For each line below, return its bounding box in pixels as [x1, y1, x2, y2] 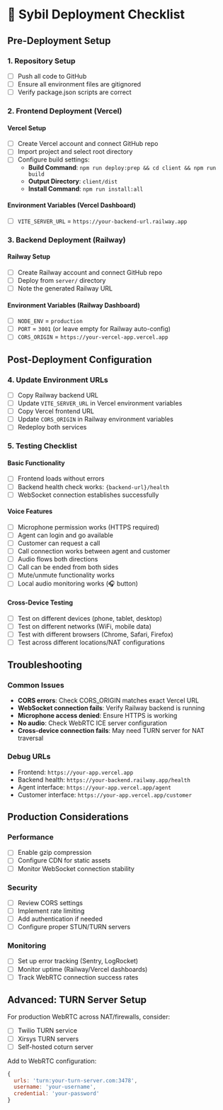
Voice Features [7, 507, 53, 516]
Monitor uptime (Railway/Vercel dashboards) [17, 965, 148, 973]
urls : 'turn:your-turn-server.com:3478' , [13, 1077, 138, 1084]
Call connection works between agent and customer [17, 547, 171, 556]
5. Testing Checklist [7, 441, 78, 451]
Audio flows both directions [17, 555, 98, 564]
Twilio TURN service [17, 1026, 78, 1035]
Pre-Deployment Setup [7, 35, 111, 47]
